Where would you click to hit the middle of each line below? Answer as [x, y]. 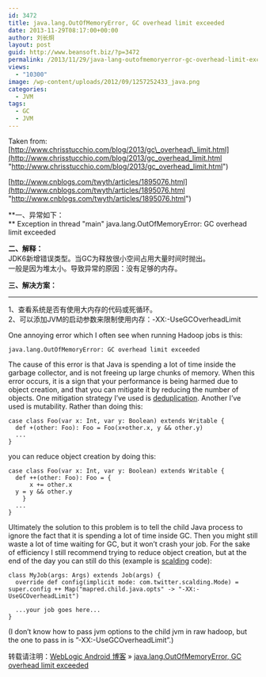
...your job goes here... [58, 610]
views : [19, 67]
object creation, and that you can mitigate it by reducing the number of [123, 390]
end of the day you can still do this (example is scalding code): [110, 561]
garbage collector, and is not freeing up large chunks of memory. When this [131, 372]
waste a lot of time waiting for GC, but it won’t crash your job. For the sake [129, 544]
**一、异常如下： [36, 215]
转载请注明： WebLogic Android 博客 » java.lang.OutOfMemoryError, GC [125, 656]
